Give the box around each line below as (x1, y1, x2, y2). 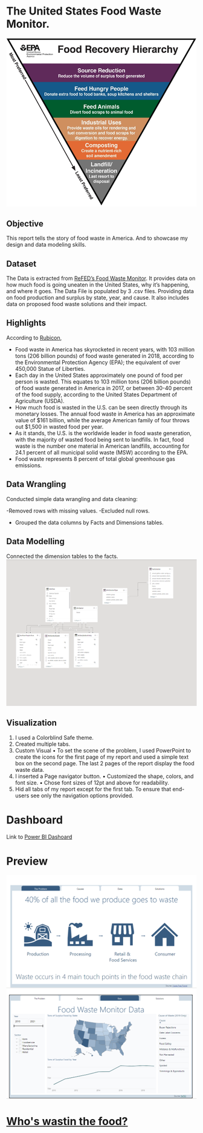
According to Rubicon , (6, 334, 62, 341)
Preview (6, 854, 48, 868)
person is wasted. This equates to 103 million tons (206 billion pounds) (14, 377, 192, 385)
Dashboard (6, 813, 63, 826)
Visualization (6, 718, 57, 728)
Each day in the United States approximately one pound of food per (14, 371, 183, 379)
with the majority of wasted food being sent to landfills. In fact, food (14, 436, 184, 443)
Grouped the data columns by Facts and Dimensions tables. (14, 519, 164, 526)
